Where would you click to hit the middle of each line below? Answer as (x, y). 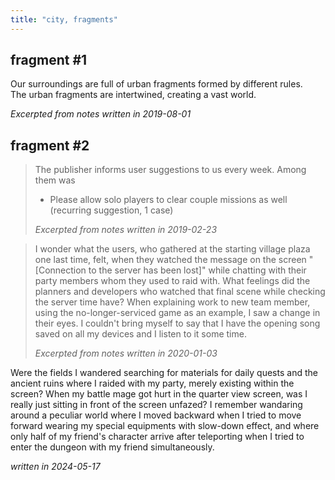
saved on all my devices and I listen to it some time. (140, 334)
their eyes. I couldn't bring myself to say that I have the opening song (177, 323)
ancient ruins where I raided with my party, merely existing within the (152, 383)
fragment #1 (49, 60)
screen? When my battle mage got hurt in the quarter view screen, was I (159, 394)
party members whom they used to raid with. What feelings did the (172, 281)
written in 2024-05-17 (55, 467)
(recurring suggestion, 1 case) (111, 210)
